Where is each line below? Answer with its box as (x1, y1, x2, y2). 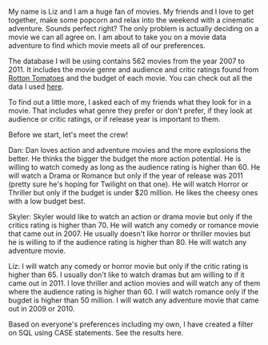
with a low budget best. (8, 196, 86, 206)
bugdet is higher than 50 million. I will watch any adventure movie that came (8, 295, 259, 305)
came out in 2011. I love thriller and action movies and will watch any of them (8, 279, 261, 287)
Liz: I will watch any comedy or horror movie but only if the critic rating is (8, 262, 249, 271)
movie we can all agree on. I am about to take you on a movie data (8, 32, 226, 42)
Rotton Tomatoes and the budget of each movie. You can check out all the (8, 74, 253, 82)
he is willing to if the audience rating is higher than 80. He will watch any (8, 238, 247, 247)
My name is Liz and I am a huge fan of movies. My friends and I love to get (8, 7, 254, 16)
